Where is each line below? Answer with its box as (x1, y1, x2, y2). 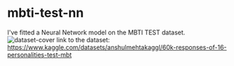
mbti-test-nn (7, 5, 84, 21)
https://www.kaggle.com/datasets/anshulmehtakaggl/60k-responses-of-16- (7, 43, 227, 51)
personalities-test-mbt (7, 51, 72, 59)
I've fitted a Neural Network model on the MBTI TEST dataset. (7, 28, 186, 37)
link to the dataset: (56, 35, 110, 44)
